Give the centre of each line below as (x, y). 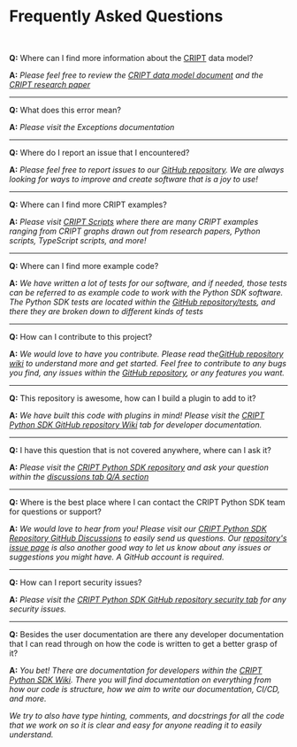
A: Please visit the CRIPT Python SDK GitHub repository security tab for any (148, 599)
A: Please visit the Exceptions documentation (92, 127)
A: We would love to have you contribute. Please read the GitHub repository (147, 354)
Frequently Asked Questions (116, 16)
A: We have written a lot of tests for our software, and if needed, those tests (148, 283)
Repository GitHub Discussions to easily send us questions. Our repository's (148, 538)
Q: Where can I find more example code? (84, 266)
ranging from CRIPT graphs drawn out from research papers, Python (135, 231)
